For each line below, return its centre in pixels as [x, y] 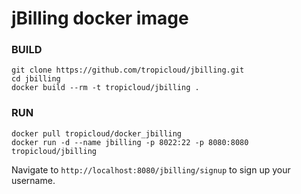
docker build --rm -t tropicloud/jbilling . [105, 88]
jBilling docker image [100, 18]
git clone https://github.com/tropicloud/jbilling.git [128, 70]
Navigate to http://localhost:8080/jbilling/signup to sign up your [151, 169]
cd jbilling [36, 79]
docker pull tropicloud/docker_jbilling [97, 133]
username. [33, 180]
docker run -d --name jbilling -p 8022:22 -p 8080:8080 [130, 142]
